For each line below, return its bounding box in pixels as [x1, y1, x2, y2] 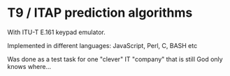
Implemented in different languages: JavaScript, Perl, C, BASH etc [7, 41, 198, 50]
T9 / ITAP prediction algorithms [7, 5, 193, 21]
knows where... [7, 62, 52, 70]
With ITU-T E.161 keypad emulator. [7, 28, 106, 36]
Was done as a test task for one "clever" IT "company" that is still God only [7, 54, 223, 63]
